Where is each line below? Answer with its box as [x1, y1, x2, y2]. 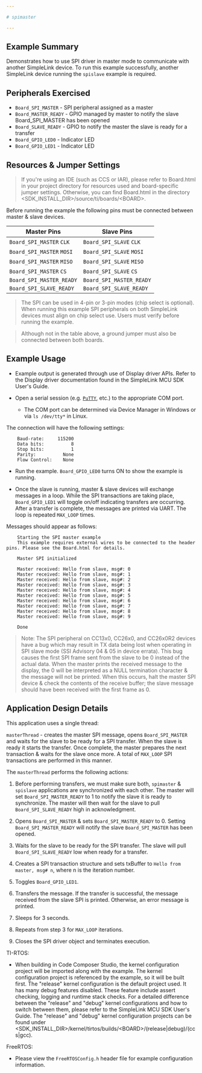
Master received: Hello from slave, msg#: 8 [17, 608, 131, 614]
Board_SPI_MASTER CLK [9, 239, 70, 246]
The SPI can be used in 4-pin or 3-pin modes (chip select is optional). [21, 299, 195, 306]
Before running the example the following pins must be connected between [6, 207, 194, 214]
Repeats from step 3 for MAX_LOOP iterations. [14, 926, 124, 933]
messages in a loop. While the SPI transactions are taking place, [14, 492, 175, 499]
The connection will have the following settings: [6, 424, 125, 431]
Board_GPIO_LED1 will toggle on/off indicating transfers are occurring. [14, 498, 186, 505]
